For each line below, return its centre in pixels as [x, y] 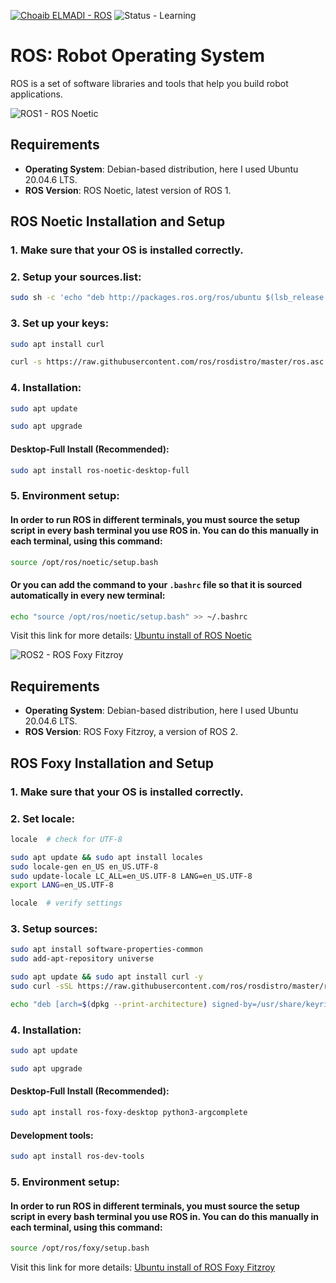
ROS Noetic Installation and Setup [118, 221]
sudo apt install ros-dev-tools [77, 1156]
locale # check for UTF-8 [66, 839]
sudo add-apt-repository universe [82, 959]
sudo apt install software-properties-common [106, 950]
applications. [36, 94]
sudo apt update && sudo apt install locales [106, 857]
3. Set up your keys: [60, 323]
